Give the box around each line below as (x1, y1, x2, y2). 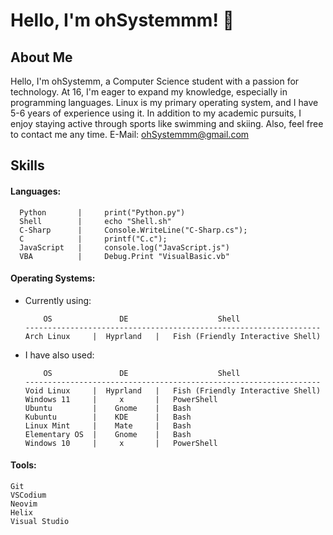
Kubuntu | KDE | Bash (24, 412, 192, 422)
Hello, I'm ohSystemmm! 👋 (10, 9, 235, 32)
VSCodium (10, 490, 47, 500)
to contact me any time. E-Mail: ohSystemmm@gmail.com (10, 129, 250, 140)
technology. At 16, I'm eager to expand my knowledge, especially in (10, 86, 288, 98)
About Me (10, 49, 73, 66)
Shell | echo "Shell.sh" (19, 216, 172, 226)
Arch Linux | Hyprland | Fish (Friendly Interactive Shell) (24, 331, 322, 341)
